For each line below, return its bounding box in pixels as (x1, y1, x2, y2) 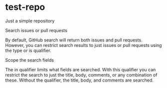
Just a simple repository (5, 18, 55, 24)
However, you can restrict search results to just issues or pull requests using (5, 42, 162, 48)
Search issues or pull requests (5, 27, 67, 33)
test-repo (5, 1, 45, 13)
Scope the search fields (5, 57, 54, 63)
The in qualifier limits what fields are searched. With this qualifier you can (5, 66, 156, 73)
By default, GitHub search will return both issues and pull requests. (5, 37, 143, 43)
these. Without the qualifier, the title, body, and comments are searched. (5, 77, 154, 83)
